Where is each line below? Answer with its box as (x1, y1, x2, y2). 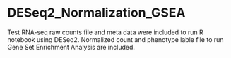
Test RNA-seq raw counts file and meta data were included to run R (7, 28, 203, 36)
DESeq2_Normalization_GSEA (7, 5, 186, 21)
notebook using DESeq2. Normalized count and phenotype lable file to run (7, 35, 224, 43)
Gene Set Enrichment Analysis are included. (7, 43, 136, 51)
